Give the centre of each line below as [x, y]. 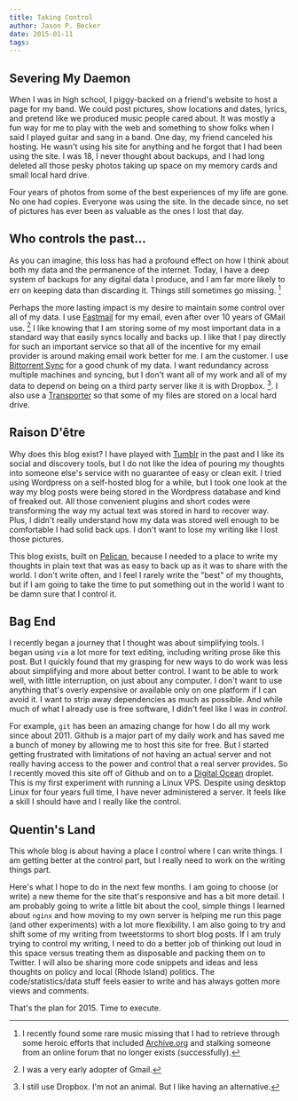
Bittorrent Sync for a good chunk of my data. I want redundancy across [139, 366]
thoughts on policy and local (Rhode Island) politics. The [112, 972]
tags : [19, 42]
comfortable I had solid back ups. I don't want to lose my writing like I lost [144, 529]
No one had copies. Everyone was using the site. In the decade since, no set [149, 202]
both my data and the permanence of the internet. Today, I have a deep [139, 269]
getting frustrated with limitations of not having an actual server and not [141, 755]
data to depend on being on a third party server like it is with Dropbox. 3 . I [144, 385]
